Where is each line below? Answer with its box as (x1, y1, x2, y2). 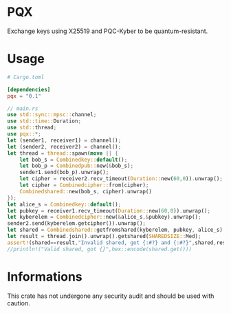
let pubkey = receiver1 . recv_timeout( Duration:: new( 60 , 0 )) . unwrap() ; (7, 207, 211, 214)
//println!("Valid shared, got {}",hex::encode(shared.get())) (7, 246, 192, 252)
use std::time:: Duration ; (7, 118, 81, 125)
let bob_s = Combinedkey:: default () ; (19, 156, 128, 163)
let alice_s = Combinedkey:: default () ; (7, 201, 122, 208)
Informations (7, 269, 82, 284)
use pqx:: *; (7, 131, 41, 138)
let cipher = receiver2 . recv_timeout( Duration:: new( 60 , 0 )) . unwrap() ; (19, 175, 223, 182)
